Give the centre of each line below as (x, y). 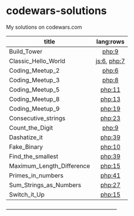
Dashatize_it (26, 137)
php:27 (110, 185)
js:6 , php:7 (110, 61)
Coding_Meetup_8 (34, 99)
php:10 (110, 147)
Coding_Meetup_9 (34, 109)
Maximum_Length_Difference (50, 166)
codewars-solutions (56, 11)
